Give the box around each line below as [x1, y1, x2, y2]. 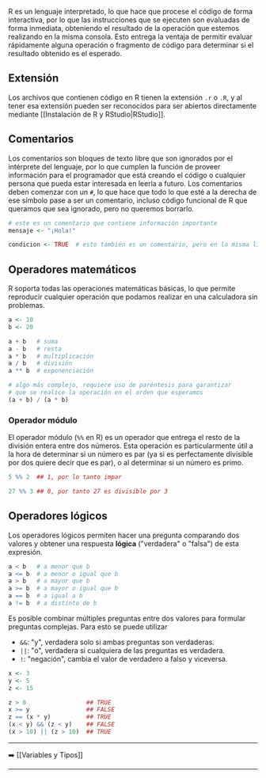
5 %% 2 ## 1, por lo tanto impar [8, 473, 123, 481]
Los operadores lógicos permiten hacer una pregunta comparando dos [8, 530, 240, 540]
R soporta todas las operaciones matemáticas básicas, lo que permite [8, 284, 236, 294]
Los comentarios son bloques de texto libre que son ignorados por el [8, 154, 234, 163]
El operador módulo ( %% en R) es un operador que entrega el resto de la [8, 433, 240, 442]
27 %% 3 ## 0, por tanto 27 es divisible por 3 [8, 487, 169, 495]
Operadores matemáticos [8, 263, 137, 276]
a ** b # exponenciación [8, 367, 93, 375]
